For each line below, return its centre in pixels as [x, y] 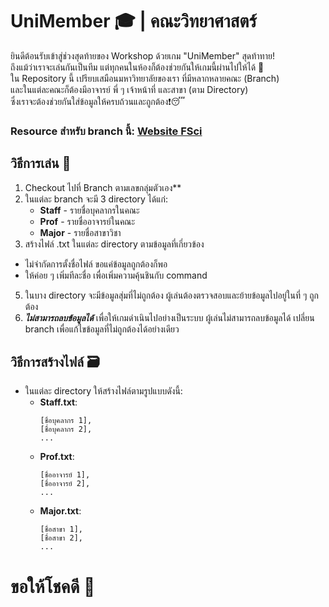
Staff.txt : [58, 402]
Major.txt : [60, 511]
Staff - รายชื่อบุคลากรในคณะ [89, 210]
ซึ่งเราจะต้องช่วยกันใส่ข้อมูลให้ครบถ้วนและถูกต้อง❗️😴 [98, 101]
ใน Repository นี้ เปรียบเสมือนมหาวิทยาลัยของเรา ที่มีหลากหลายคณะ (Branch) [145, 78]
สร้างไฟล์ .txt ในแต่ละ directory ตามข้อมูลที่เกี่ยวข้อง [114, 244]
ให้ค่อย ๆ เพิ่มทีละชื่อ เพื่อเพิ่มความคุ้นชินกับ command [116, 275]
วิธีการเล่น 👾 [41, 163]
